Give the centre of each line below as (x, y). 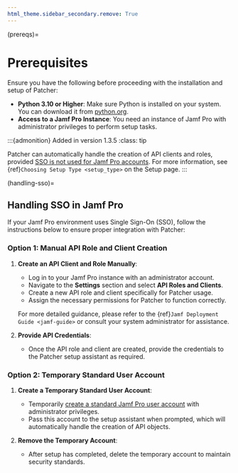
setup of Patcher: (33, 90)
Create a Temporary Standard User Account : (85, 390)
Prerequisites (48, 63)
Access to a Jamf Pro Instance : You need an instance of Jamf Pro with (122, 119)
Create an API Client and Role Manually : (77, 263)
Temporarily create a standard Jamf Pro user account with (114, 404)
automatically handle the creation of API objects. (99, 426)
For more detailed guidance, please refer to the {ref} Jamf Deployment (118, 314)
